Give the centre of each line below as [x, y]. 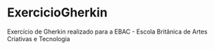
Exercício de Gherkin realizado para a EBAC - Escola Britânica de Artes [107, 32]
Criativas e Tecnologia [39, 38]
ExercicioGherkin [57, 13]
